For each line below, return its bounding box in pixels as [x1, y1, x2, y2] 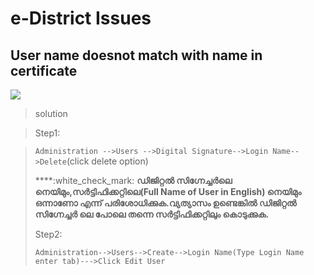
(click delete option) [66, 155, 149, 167]
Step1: [34, 127, 61, 139]
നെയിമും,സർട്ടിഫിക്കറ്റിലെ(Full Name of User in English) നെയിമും [34, 186, 302, 197]
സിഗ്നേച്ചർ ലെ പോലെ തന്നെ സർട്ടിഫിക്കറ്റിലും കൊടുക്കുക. [34, 208, 270, 220]
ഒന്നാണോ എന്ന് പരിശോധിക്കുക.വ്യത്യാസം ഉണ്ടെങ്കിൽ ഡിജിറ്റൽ [34, 197, 297, 209]
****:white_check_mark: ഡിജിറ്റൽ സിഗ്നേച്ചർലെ [34, 175, 233, 186]
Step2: [34, 228, 63, 240]
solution [34, 108, 68, 119]
